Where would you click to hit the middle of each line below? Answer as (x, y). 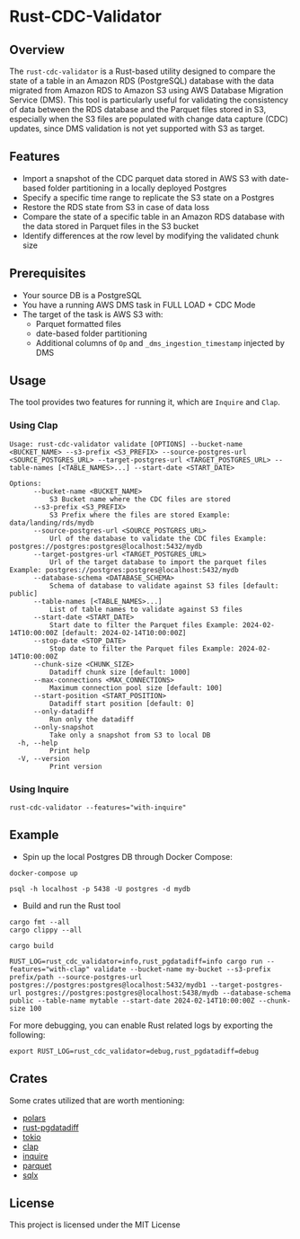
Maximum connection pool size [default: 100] (136, 688)
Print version (75, 766)
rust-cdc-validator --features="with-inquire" (98, 808)
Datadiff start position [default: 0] (122, 704)
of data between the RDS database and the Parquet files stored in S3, (138, 109)
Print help (70, 751)
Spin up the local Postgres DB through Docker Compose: (128, 856)
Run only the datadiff (92, 719)
